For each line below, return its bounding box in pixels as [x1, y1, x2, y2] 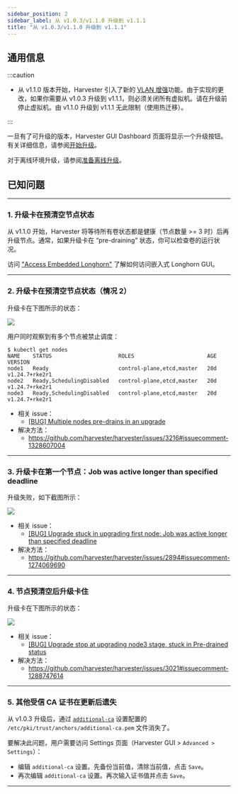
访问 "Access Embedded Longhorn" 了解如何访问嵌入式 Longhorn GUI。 [7, 260, 219, 269]
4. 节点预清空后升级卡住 [7, 586, 89, 596]
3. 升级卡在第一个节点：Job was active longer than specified [7, 466, 218, 476]
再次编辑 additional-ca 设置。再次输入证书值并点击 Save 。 [17, 771, 189, 780]
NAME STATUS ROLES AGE [7, 352, 217, 359]
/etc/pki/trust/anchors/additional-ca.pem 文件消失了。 [7, 724, 174, 732]
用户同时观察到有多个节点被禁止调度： [7, 332, 119, 340]
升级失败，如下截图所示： [7, 493, 82, 501]
